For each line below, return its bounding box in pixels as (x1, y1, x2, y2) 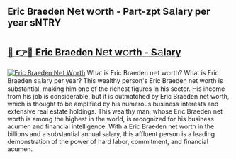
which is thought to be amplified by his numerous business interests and (7, 99, 219, 108)
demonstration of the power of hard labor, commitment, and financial (7, 138, 209, 146)
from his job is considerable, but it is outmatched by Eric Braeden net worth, (7, 92, 230, 100)
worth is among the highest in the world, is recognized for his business (7, 115, 215, 123)
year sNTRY (7, 17, 62, 29)
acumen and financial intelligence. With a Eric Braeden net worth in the (7, 122, 215, 131)
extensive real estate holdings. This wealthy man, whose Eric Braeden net (7, 107, 223, 116)
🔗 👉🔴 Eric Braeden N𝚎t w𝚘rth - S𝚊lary (7, 46, 181, 58)
